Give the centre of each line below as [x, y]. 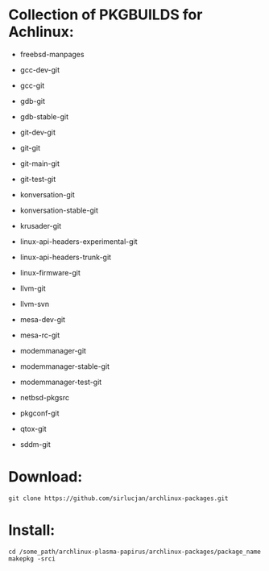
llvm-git [33, 288]
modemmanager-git [53, 350]
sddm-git [35, 444]
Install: [32, 530]
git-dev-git [38, 132]
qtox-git [33, 428]
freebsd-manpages [52, 54]
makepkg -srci [32, 559]
